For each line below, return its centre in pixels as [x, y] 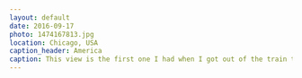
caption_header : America [56, 51]
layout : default [40, 17]
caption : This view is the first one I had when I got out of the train [148, 59]
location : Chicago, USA [54, 43]
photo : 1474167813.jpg [52, 34]
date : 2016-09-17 [42, 26]
